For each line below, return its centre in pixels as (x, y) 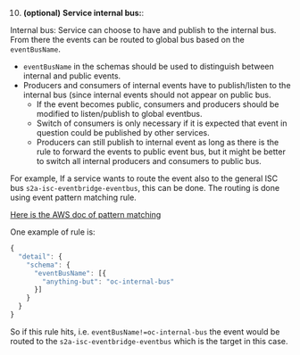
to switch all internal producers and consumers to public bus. (149, 161)
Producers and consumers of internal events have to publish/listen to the (157, 85)
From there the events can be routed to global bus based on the (127, 40)
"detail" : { (41, 256)
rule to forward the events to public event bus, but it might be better (161, 152)
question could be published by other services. (123, 132)
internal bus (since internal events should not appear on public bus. (147, 95)
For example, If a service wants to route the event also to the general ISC (144, 178)
